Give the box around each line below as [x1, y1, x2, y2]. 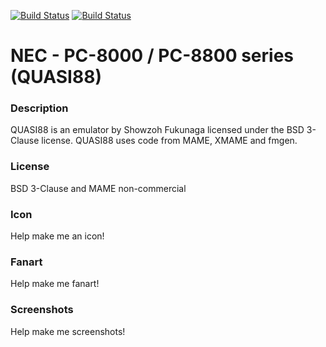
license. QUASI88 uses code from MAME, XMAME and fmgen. [41, 135, 298, 147]
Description [10, 101, 69, 115]
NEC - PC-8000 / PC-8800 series [10, 45, 295, 67]
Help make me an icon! [10, 230, 105, 242]
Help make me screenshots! [10, 325, 126, 337]
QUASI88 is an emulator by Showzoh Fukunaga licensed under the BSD [10, 124, 305, 136]
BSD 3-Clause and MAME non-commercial [10, 182, 187, 194]
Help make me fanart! [10, 278, 100, 290]
